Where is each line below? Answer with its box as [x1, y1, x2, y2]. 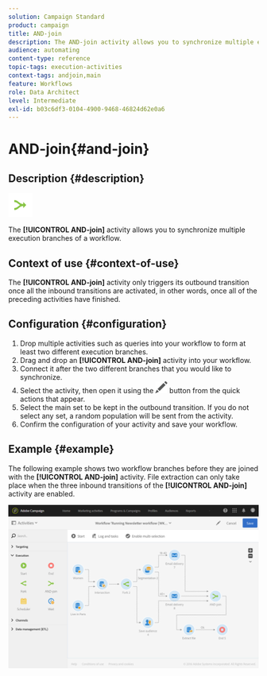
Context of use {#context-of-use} [8, 257, 180, 270]
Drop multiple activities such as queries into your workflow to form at [19, 338, 246, 348]
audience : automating [8, 46, 80, 55]
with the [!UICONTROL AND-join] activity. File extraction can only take [8, 472, 240, 481]
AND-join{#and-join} [8, 140, 149, 158]
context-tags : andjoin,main [8, 71, 102, 79]
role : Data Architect [8, 88, 80, 96]
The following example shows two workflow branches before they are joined [8, 463, 259, 473]
